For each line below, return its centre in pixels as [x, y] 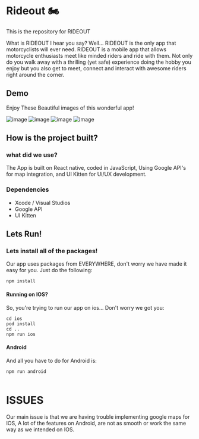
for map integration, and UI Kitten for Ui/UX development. [76, 174]
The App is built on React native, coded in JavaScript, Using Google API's [96, 168]
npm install [21, 281]
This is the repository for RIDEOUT [48, 31]
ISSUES [25, 401]
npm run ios [21, 334]
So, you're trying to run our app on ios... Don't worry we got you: [85, 307]
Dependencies [28, 189]
